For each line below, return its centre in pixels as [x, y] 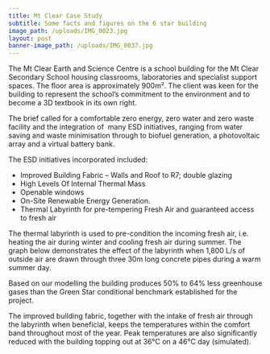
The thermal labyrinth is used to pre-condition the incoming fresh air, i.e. [129, 233]
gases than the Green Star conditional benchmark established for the [123, 292]
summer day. [30, 268]
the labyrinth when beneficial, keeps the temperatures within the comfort [129, 325]
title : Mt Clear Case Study [56, 16]
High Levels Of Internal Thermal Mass [83, 184]
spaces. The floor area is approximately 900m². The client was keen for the [134, 86]
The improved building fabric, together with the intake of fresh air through [131, 316]
